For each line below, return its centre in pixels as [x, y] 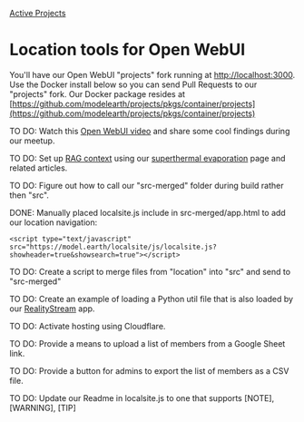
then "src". [29, 195]
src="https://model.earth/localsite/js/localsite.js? [113, 247]
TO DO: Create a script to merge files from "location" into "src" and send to [150, 271]
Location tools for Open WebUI [127, 50]
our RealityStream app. [52, 309]
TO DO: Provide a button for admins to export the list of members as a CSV [149, 370]
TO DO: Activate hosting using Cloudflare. [88, 326]
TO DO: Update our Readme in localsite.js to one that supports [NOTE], [142, 397]
